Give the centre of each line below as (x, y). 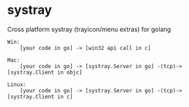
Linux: (17, 84)
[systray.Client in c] (40, 97)
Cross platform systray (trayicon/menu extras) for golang (89, 29)
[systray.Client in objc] (45, 72)
